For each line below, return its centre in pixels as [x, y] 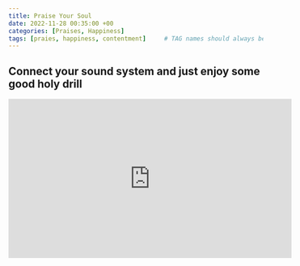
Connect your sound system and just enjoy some [134, 71]
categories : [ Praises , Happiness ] [67, 31]
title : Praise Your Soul [50, 16]
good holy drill [45, 84]
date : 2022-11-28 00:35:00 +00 [61, 23]
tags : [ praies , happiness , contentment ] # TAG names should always [131, 38]
